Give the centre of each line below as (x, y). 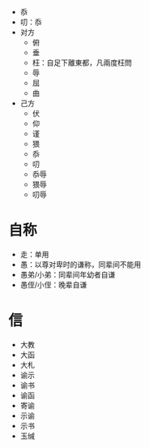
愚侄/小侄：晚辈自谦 (53, 284)
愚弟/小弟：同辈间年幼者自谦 (68, 274)
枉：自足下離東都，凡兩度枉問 (82, 62)
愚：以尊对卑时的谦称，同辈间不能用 (81, 264)
